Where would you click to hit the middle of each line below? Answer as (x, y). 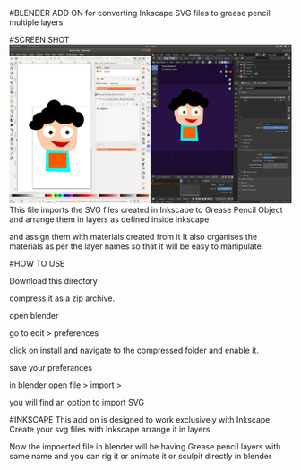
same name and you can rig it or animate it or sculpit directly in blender (141, 456)
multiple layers (36, 22)
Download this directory (54, 280)
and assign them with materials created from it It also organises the (133, 236)
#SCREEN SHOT (39, 40)
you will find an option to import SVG (77, 402)
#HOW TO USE (37, 263)
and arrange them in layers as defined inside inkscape (109, 219)
